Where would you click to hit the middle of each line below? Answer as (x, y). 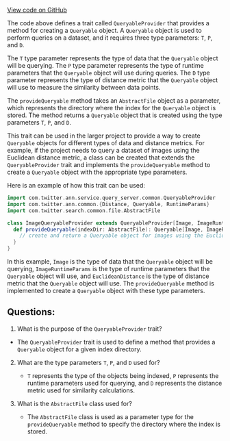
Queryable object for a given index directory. (79, 349)
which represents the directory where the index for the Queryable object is (112, 108)
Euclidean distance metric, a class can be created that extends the (101, 157)
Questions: (31, 312)
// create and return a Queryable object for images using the (112, 236)
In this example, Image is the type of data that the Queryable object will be (110, 262)
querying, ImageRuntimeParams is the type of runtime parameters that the (108, 269)
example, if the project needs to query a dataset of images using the (103, 150)
